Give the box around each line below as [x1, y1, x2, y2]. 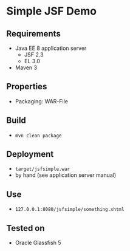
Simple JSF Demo [6, 4, 97, 18]
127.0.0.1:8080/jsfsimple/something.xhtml [15, 207, 125, 213]
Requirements [6, 29, 61, 39]
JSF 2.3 [24, 51, 44, 58]
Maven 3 [15, 64, 38, 71]
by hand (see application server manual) [15, 171, 117, 179]
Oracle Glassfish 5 [15, 239, 62, 247]
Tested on [6, 223, 45, 233]
